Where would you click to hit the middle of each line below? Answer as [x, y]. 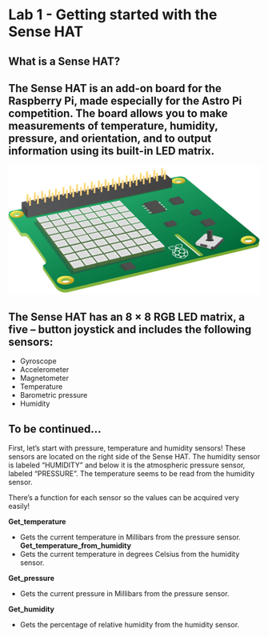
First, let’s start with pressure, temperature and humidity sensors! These [127, 448]
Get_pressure [31, 579]
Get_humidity [31, 609]
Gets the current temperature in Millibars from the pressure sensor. [130, 537]
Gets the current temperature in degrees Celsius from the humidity [130, 555]
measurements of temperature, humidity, [113, 126]
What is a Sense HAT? [64, 61]
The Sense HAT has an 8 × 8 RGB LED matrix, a [127, 317]
